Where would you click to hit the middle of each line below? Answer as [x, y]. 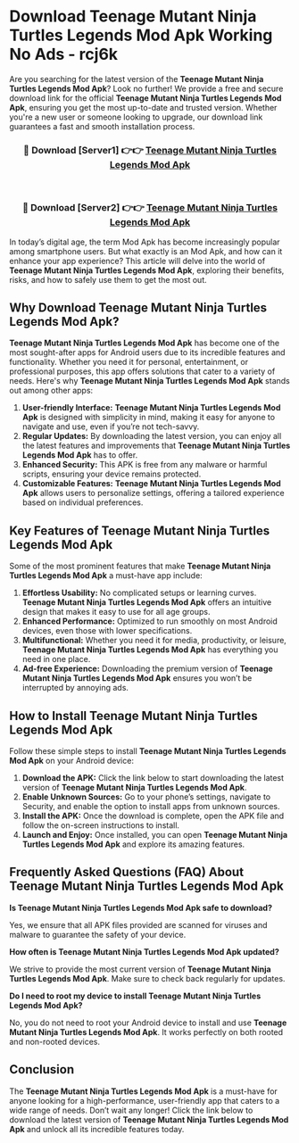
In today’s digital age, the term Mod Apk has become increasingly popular [145, 242]
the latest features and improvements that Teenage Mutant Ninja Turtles [156, 446]
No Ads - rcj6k [64, 54]
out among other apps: [51, 391]
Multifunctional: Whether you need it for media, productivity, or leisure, [154, 641]
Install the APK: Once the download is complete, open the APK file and [153, 816]
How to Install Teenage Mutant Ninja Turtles [134, 716]
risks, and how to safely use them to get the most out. [108, 279]
